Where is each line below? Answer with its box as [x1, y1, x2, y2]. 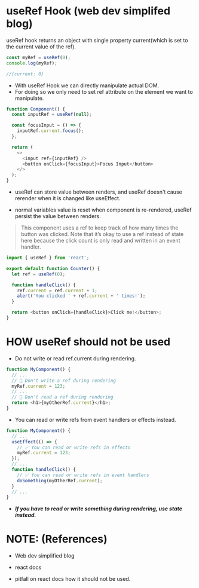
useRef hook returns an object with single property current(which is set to [6, 36, 188, 44]
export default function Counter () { [6, 265, 100, 271]
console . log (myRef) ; [6, 60, 58, 66]
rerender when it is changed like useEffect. [14, 195, 121, 202]
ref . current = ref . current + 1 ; [17, 287, 97, 293]
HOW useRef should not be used [6, 335, 171, 349]
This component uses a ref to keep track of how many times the [20, 224, 179, 231]
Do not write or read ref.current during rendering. [14, 354, 136, 362]
